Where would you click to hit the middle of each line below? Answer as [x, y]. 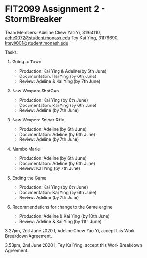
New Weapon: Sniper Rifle [38, 120]
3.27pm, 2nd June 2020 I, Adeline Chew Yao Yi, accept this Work [70, 230]
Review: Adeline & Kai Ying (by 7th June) [60, 81]
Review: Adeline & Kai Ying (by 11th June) [60, 221]
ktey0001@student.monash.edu [37, 43]
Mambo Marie [26, 149]
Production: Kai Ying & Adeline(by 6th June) [63, 71]
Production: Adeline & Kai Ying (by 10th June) [65, 216]
